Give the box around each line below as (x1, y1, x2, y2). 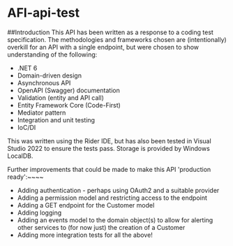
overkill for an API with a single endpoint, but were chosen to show (7, 43, 200, 51)
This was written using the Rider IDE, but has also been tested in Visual (7, 136, 211, 145)
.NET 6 (17, 64, 38, 72)
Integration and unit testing (17, 115, 96, 124)
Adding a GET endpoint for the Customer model (17, 201, 155, 209)
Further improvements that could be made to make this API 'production (7, 165, 211, 173)
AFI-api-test (7, 5, 80, 21)
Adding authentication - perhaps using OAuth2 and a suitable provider (17, 186, 220, 194)
